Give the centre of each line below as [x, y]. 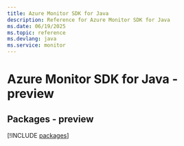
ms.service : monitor [37, 45]
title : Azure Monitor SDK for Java [58, 13]
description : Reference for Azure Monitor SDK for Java [89, 20]
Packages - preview [50, 119]
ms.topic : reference [37, 33]
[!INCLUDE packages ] [38, 135]
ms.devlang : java [32, 39]
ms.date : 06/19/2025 [37, 26]
